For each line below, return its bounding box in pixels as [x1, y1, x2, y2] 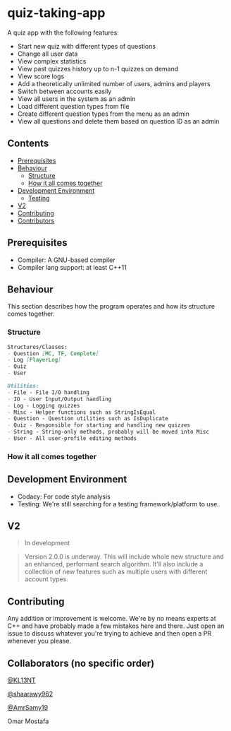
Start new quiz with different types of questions [17, 42, 156, 50]
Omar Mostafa [7, 717, 49, 725]
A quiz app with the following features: [7, 28, 120, 37]
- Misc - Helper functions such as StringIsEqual [7, 408, 156, 416]
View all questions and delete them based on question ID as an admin [17, 117, 220, 125]
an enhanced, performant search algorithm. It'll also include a [24, 560, 204, 569]
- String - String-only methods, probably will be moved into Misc [7, 429, 210, 436]
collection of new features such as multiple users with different [24, 567, 208, 576]
